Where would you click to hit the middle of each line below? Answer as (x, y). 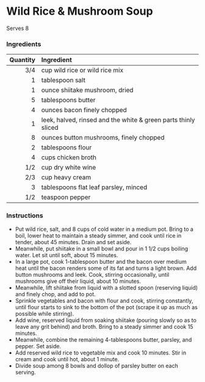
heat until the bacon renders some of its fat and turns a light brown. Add (106, 268)
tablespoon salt (63, 80)
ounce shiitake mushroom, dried (87, 90)
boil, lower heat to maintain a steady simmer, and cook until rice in (98, 235)
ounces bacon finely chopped (84, 110)
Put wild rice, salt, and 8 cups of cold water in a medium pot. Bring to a (104, 229)
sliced (50, 128)
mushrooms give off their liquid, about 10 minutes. (78, 281)
